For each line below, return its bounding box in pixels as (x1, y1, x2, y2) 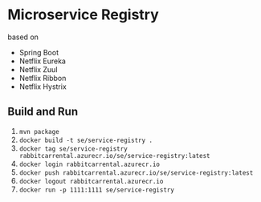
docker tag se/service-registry (18, 144, 128, 153)
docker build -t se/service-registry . (18, 136, 153, 144)
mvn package (18, 127, 59, 135)
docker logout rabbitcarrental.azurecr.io (18, 177, 164, 185)
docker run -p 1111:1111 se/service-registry (18, 186, 174, 194)
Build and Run (7, 105, 78, 119)
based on (7, 32, 39, 42)
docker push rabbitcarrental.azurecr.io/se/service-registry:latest (18, 168, 254, 177)
